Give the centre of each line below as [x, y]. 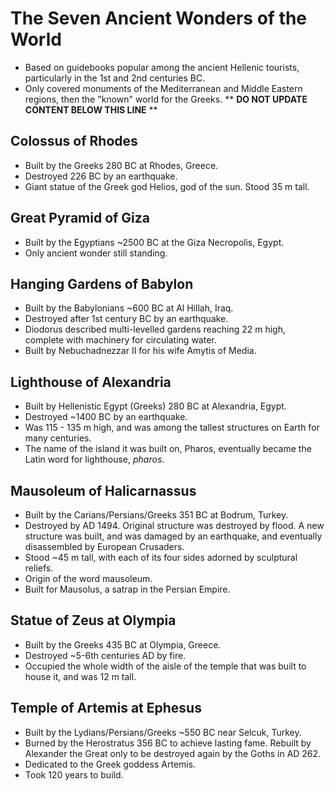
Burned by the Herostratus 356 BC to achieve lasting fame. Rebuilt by [168, 743]
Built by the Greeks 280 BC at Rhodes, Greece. [121, 165]
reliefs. [39, 568]
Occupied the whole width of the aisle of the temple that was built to [165, 666]
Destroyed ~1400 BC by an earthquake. [106, 417]
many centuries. [58, 438]
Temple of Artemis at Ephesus [106, 708]
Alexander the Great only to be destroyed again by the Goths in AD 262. [173, 753]
